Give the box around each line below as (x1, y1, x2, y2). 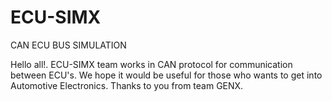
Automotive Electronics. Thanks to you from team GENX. (10, 79, 244, 91)
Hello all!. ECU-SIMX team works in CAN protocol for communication (10, 58, 293, 70)
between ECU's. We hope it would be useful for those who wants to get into (10, 69, 323, 81)
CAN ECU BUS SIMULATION (10, 39, 127, 51)
